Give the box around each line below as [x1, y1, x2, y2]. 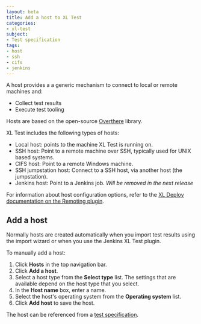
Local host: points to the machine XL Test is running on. [14, 141, 153, 148]
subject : [6, 31, 28, 37]
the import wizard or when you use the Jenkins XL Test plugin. [6, 238, 161, 245]
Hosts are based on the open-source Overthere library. [6, 118, 143, 125]
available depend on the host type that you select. [14, 280, 140, 287]
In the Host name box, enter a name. [14, 287, 107, 294]
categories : [6, 20, 36, 26]
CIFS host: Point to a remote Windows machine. [14, 160, 134, 168]
